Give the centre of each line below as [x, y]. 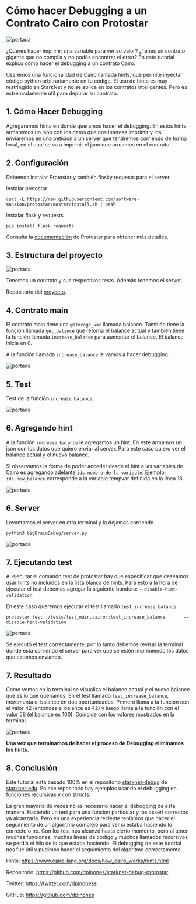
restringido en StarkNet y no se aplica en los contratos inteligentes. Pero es [97, 87]
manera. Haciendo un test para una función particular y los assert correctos [97, 812]
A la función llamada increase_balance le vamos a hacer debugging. [88, 354]
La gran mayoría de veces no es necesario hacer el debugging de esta [91, 806]
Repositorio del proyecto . [36, 292]
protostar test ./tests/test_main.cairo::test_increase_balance [86, 617]
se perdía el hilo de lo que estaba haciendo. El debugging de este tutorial [94, 843]
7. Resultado [29, 675]
